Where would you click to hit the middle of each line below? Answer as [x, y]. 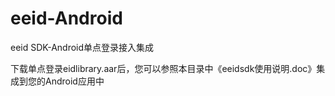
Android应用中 [74, 81]
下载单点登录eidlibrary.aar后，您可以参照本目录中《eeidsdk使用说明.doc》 [163, 68]
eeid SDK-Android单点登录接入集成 [82, 47]
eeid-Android [66, 18]
